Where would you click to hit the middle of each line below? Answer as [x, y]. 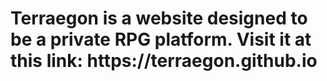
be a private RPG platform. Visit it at [161, 39]
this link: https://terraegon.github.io [164, 61]
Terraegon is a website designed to [159, 18]
